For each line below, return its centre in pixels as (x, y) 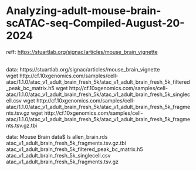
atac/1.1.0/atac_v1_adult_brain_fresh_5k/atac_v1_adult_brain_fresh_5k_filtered (98, 82)
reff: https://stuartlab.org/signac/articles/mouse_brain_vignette (82, 52)
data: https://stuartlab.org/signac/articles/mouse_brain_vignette (83, 69)
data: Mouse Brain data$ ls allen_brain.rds (57, 136)
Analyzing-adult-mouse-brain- (84, 11)
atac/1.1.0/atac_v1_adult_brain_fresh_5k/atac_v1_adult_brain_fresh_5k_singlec (98, 94)
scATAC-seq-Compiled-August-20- (95, 23)
